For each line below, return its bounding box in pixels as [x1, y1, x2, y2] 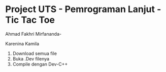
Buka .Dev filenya [12, 55, 50, 61]
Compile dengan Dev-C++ [12, 61, 68, 67]
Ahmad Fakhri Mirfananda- [5, 31, 62, 37]
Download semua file [12, 50, 57, 56]
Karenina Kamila [5, 40, 40, 46]
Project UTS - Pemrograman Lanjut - [5, 4, 161, 15]
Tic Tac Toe [5, 14, 55, 26]
